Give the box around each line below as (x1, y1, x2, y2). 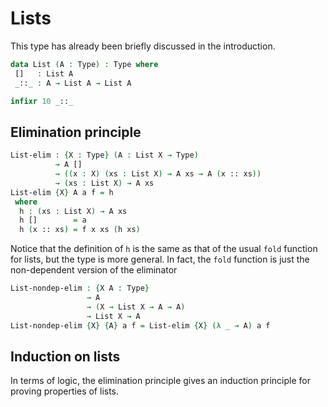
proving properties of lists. (10, 385, 120, 397)
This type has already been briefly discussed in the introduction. (10, 40, 276, 52)
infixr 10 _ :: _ (10, 96, 74, 106)
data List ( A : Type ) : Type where (10, 59, 159, 69)
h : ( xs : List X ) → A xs (19, 206, 128, 216)
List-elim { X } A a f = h (10, 187, 114, 197)
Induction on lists (10, 348, 121, 365)
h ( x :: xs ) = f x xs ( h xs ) (19, 225, 141, 235)
